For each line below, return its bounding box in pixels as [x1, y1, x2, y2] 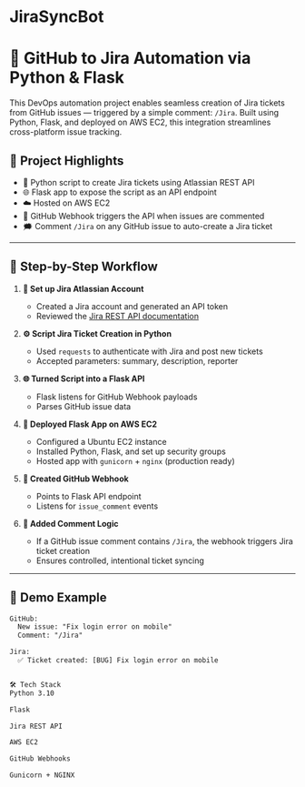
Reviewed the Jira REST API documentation [35, 310, 200, 321]
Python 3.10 [9, 689, 54, 698]
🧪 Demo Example [9, 590, 107, 606]
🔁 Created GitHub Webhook [22, 473, 129, 484]
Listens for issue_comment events [35, 500, 159, 511]
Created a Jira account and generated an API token [35, 300, 229, 311]
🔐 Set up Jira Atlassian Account [22, 283, 144, 294]
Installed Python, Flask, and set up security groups [35, 446, 227, 457]
